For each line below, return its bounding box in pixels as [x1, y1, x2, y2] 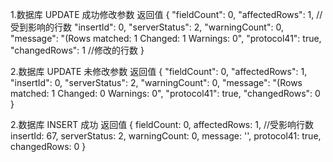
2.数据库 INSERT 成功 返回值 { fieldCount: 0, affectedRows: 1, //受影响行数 [10, 119, 314, 130]
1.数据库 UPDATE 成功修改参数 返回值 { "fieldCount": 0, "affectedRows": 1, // [10, 9, 323, 20]
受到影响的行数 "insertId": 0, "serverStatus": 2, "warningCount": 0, [10, 21, 284, 33]
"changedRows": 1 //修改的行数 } [10, 44, 145, 56]
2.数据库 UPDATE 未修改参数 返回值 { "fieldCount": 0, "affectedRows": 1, [10, 66, 308, 77]
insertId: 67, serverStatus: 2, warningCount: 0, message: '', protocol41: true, [10, 130, 322, 142]
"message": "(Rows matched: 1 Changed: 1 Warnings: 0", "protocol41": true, [10, 33, 322, 44]
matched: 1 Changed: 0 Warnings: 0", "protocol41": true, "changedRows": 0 [10, 88, 321, 99]
